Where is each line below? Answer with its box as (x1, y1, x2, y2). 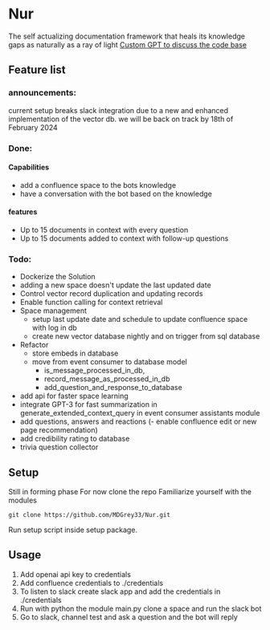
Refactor (19, 340, 49, 350)
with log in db (31, 323, 78, 333)
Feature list (8, 63, 66, 77)
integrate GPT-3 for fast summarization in (19, 400, 158, 409)
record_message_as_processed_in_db (43, 374, 170, 384)
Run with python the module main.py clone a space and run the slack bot (19, 604, 262, 613)
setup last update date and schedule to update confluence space (31, 315, 248, 324)
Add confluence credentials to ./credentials (19, 578, 164, 587)
